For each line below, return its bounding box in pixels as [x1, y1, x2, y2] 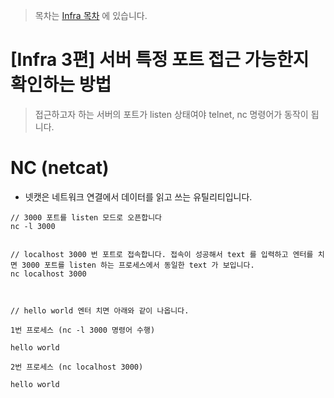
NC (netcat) [10, 157, 110, 179]
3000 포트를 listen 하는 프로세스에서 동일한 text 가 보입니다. [21, 260, 255, 270]
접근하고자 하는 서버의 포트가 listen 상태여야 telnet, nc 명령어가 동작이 [34, 108, 309, 120]
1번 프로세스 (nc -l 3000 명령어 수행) [10, 325, 156, 335]
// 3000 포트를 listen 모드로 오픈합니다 [10, 212, 163, 223]
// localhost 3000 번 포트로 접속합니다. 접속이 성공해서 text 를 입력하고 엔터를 [10, 249, 314, 259]
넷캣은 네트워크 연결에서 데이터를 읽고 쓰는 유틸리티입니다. [24, 190, 253, 203]
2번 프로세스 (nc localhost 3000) [10, 362, 144, 372]
